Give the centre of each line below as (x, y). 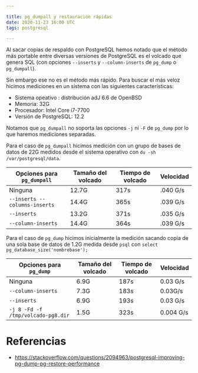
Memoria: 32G (32, 104)
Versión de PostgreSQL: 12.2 (49, 116)
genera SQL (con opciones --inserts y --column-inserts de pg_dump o (91, 62)
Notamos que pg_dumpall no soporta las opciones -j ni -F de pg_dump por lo (98, 128)
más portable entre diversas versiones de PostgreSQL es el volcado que (94, 56)
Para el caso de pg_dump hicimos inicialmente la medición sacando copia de (97, 238)
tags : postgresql (27, 28)
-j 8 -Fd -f (26, 310)
